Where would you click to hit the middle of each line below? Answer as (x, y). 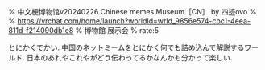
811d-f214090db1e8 (41, 30)
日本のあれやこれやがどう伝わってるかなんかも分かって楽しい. (129, 58)
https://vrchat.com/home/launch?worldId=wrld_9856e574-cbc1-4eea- (134, 21)
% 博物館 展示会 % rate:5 (117, 30)
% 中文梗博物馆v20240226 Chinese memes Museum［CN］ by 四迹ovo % (132, 12)
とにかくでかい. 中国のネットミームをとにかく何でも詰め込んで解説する (126, 47)
